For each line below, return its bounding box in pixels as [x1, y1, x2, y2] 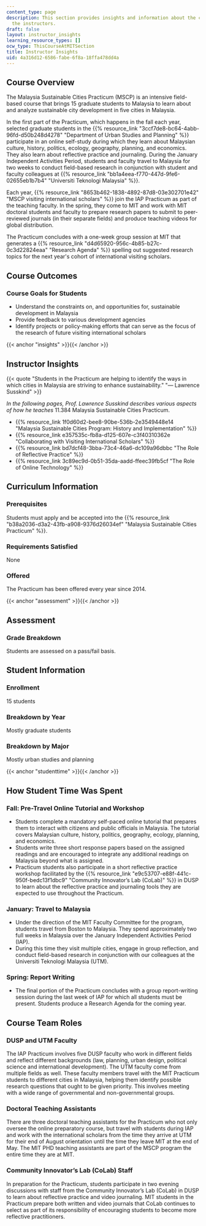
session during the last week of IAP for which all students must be [15, 994, 183, 1001]
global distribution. [6, 221, 54, 229]
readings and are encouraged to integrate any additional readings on [15, 850, 189, 858]
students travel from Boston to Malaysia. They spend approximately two [15, 925, 197, 932]
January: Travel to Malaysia [6, 905, 91, 913]
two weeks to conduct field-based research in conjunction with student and [6, 164, 198, 172]
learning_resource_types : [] [6, 37, 81, 44]
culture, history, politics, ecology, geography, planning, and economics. [6, 145, 187, 152]
